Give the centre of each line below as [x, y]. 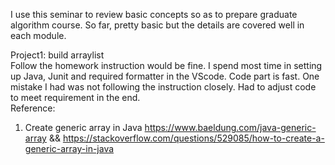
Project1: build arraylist [57, 55]
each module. [38, 35]
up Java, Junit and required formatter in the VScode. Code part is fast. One [165, 76]
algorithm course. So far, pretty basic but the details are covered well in [157, 25]
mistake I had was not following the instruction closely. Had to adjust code [163, 87]
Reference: [33, 108]
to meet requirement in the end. [75, 97]
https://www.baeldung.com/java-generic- [230, 127]
